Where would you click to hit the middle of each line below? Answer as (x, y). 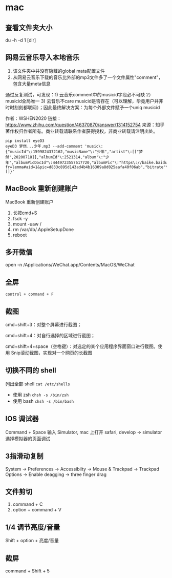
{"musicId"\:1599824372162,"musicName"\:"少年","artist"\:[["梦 (74, 152)
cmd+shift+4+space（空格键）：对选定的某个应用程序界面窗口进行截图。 (82, 346)
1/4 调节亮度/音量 (33, 527)
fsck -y (20, 218)
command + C (28, 504)
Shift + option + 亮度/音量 (32, 541)
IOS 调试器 (22, 419)
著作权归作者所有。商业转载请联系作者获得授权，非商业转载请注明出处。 (81, 131)
